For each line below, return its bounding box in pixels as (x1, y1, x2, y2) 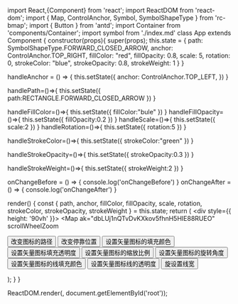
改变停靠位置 (61, 238, 97, 246)
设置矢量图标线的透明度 (90, 261, 156, 268)
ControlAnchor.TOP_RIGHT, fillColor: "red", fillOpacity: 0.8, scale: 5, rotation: (7, 51, 231, 60)
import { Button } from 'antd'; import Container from (29, 21, 181, 29)
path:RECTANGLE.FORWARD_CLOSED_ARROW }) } (7, 94, 156, 102)
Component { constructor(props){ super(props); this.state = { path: (7, 36, 204, 45)
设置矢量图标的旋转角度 (158, 249, 225, 256)
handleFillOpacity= (168, 108, 224, 116)
